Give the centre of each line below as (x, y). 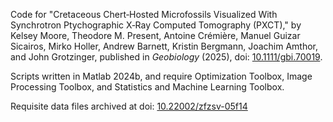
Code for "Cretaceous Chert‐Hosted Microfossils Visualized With (144, 14)
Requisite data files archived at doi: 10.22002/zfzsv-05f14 (129, 106)
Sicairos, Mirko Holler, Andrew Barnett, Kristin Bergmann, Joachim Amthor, (164, 46)
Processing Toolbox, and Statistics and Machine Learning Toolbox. (147, 87)
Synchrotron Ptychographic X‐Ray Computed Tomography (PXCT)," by (156, 25)
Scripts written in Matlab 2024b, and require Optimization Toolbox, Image (161, 76)
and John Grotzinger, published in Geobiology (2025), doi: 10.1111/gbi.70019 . (166, 57)
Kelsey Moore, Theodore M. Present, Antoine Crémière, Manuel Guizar (155, 35)
